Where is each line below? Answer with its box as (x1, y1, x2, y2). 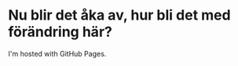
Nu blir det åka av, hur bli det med (8, 6, 231, 24)
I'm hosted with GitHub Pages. (8, 49, 107, 58)
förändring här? (8, 23, 112, 41)
